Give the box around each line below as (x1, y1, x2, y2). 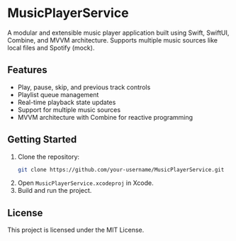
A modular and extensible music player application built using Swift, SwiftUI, (7, 28, 230, 37)
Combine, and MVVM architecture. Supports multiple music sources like (7, 35, 218, 44)
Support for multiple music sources (17, 105, 121, 114)
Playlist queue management (17, 90, 99, 99)
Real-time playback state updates (17, 98, 116, 106)
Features (7, 64, 47, 76)
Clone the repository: (17, 152, 80, 161)
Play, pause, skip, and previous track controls (17, 83, 151, 91)
